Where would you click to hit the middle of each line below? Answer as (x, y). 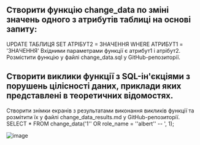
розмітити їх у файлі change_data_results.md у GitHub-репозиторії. (93, 117)
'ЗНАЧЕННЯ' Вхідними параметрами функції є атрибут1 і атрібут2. (94, 50)
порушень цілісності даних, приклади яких (94, 86)
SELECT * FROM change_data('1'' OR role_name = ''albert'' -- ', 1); (90, 123)
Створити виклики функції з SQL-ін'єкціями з (98, 76)
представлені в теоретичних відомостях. (90, 96)
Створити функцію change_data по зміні (88, 10)
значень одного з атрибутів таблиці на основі (99, 20)
